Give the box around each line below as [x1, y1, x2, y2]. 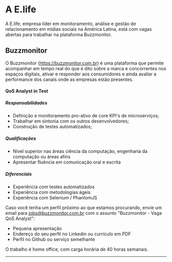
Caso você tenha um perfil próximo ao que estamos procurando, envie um [5, 205, 162, 211]
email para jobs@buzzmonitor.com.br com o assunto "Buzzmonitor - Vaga [5, 210, 162, 216]
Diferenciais [5, 171, 32, 177]
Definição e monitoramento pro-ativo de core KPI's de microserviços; [12, 113, 160, 119]
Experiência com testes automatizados [12, 184, 95, 190]
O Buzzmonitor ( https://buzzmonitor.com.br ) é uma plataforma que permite [5, 60, 164, 66]
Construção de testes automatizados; [12, 124, 92, 130]
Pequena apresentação [12, 226, 62, 232]
